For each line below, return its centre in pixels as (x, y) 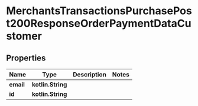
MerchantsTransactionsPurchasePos (99, 11)
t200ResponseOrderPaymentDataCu (99, 23)
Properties (26, 58)
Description (90, 74)
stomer (24, 36)
